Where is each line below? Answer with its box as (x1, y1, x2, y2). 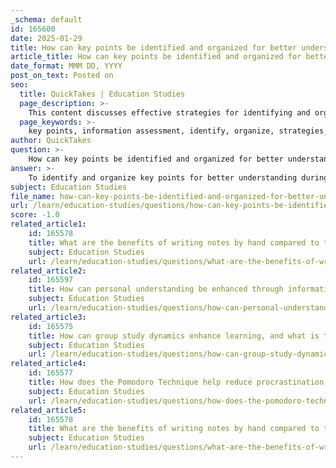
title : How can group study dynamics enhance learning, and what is (28, 331, 320, 341)
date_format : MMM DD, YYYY (10, 61, 123, 71)
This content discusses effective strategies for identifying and (28, 107, 311, 118)
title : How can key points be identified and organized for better (10, 42, 298, 53)
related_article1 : (10, 219, 87, 230)
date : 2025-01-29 (10, 33, 83, 43)
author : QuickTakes (10, 136, 92, 146)
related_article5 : (10, 405, 87, 415)
